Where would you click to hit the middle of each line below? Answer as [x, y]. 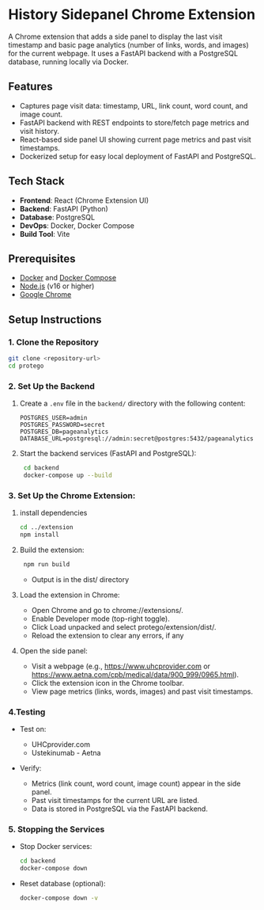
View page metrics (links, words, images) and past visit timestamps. [142, 691]
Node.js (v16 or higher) [57, 286]
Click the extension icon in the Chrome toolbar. [107, 683]
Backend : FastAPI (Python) [64, 208]
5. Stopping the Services [57, 829]
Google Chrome [45, 295]
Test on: [33, 729]
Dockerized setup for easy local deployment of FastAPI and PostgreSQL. [138, 156]
